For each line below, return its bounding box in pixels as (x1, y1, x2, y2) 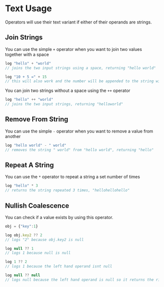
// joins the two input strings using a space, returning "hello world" (5, 66, 156, 70)
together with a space (5, 51, 49, 57)
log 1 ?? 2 (5, 260, 27, 265)
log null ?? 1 (5, 246, 34, 251)
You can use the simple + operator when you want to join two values (5, 46, 143, 52)
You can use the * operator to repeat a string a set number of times (5, 174, 140, 180)
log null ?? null (5, 273, 41, 278)
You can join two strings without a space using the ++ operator (5, 88, 131, 93)
